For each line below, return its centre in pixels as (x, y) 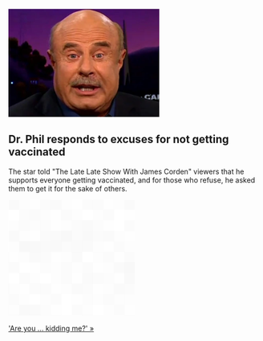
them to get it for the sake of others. (68, 188)
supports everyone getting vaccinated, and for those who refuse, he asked (132, 180)
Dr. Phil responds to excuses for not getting (119, 140)
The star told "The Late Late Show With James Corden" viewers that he (126, 171)
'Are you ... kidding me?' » (51, 328)
